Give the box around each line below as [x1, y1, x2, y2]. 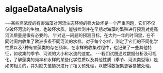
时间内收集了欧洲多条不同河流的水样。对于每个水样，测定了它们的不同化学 [9, 38, 158, 44]
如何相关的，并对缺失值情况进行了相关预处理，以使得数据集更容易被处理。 [5, 62, 154, 69]
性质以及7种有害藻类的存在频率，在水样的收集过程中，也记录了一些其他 [5, 44, 148, 50]
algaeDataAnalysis [5, 3, 83, 15]
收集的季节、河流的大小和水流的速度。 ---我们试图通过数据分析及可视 [17, 50, 157, 56]
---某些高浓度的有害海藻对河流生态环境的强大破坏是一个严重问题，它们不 [5, 20, 151, 26]
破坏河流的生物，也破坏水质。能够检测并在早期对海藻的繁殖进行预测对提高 [9, 26, 158, 32]
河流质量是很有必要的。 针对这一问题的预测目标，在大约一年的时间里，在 [5, 32, 151, 38]
